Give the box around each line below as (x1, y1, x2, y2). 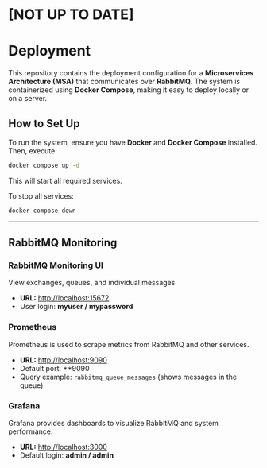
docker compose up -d (8, 161, 80, 169)
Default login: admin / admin (19, 451, 114, 460)
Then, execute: (8, 145, 57, 156)
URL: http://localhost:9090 (19, 355, 107, 365)
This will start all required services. (8, 176, 123, 185)
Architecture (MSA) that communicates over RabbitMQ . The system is (8, 77, 241, 87)
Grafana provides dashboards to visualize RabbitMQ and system (8, 418, 219, 427)
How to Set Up (8, 117, 80, 130)
